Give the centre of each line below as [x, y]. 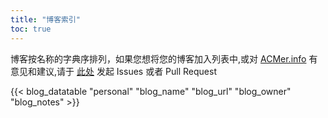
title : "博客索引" [46, 19]
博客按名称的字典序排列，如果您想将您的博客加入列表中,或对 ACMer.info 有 [164, 58]
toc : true [31, 29]
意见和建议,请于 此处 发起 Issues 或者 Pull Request [113, 71]
